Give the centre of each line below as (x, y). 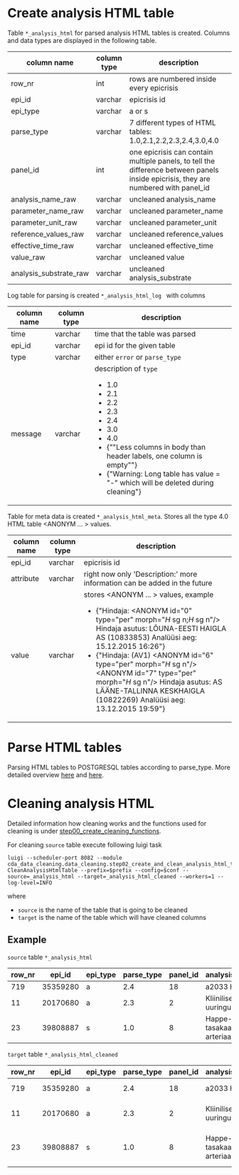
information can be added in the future (148, 583)
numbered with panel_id (169, 188)
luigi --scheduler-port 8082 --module (65, 858)
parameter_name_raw (47, 210)
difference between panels (174, 170)
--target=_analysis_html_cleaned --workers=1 (146, 876)
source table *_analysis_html (50, 957)
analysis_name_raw (44, 199)
